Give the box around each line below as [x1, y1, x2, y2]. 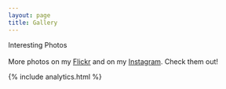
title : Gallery [8, 19, 58, 27]
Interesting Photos [8, 40, 67, 49]
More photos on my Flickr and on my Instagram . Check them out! [8, 56, 218, 66]
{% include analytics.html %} [8, 72, 102, 81]
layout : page [8, 11, 51, 20]
